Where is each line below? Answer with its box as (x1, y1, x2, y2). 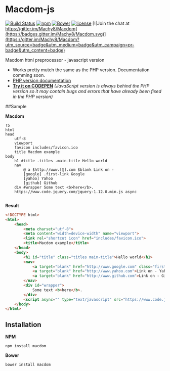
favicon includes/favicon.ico (14, 145, 78, 150)
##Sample (5, 103, 27, 109)
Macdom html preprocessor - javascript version (5, 57, 105, 63)
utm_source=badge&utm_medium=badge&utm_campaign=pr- (5, 41, 135, 48)
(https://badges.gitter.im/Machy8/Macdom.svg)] (5, 31, 106, 37)
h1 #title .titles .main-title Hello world (14, 158, 108, 163)
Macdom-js (5, 4, 55, 15)
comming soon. (12, 72, 46, 78)
